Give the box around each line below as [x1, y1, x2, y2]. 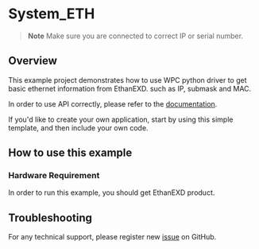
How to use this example [8, 146, 133, 160]
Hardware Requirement [8, 170, 100, 181]
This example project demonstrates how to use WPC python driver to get [8, 75, 248, 84]
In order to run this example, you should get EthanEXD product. [8, 188, 215, 197]
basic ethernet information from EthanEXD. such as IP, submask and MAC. [8, 84, 252, 93]
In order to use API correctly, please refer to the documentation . [8, 99, 218, 108]
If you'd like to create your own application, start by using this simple [8, 115, 234, 124]
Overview [8, 54, 58, 68]
